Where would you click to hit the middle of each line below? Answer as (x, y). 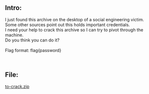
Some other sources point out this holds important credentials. (67, 25)
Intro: (13, 8)
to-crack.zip (17, 86)
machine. (14, 35)
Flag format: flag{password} (33, 50)
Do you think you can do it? (32, 40)
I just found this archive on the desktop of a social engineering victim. (74, 19)
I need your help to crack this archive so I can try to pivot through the (74, 30)
